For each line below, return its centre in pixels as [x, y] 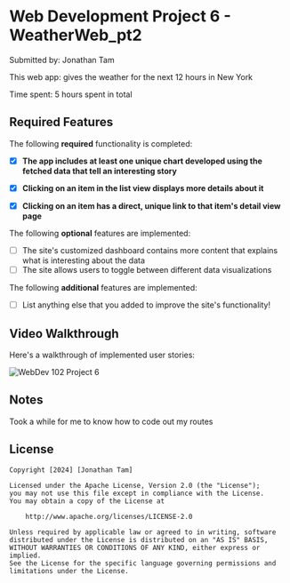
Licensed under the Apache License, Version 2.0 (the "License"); [135, 485]
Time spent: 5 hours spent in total [71, 94]
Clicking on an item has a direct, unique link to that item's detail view [151, 205]
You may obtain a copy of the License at [87, 501]
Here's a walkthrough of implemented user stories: [102, 355]
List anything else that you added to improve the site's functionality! [146, 305]
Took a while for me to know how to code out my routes [111, 421]
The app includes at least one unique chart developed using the [142, 161]
